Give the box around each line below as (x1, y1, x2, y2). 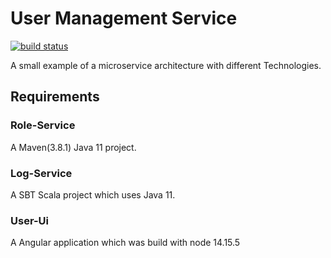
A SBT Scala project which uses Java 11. (10, 188, 176, 201)
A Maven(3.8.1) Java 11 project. (10, 141, 137, 153)
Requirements (10, 88, 100, 106)
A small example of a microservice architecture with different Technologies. (10, 59, 322, 71)
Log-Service (10, 166, 73, 180)
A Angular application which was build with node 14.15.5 (10, 237, 241, 249)
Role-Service (10, 118, 76, 132)
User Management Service (10, 7, 238, 30)
